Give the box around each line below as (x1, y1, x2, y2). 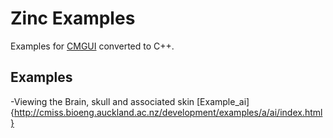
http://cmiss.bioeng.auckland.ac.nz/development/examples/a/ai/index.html (13, 106, 323, 118)
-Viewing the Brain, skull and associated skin (10, 95, 195, 107)
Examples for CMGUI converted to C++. (10, 40, 175, 52)
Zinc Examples (10, 7, 136, 30)
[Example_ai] (196, 95, 250, 107)
